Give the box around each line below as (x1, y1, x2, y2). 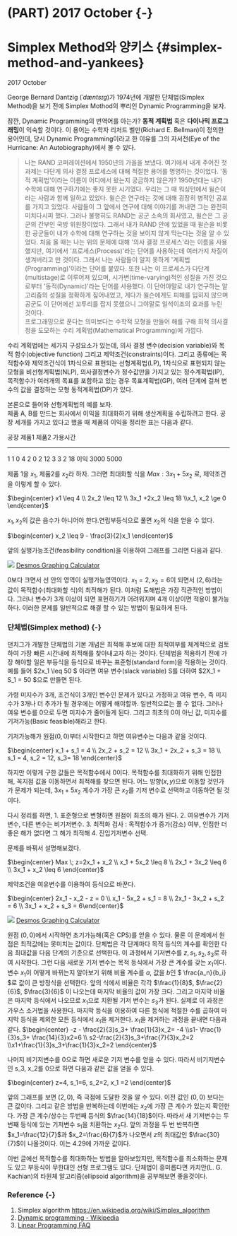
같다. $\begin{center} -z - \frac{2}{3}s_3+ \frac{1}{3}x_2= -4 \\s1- (7, 1025, 199, 1033)
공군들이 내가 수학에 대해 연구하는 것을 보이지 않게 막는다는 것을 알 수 (32, 229, 222, 237)
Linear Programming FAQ (17, 1221, 91, 1230)
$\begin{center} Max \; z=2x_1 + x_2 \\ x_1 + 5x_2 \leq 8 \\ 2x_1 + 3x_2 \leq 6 (7, 857, 227, 866)
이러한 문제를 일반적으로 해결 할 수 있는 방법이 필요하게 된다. (22, 603, 188, 612)
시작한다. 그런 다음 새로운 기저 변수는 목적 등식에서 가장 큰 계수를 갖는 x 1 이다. (14, 958, 227, 969)
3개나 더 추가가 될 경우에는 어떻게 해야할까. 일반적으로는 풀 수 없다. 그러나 (20, 699, 224, 707)
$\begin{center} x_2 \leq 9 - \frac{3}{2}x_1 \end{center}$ (7, 531, 174, 540)
